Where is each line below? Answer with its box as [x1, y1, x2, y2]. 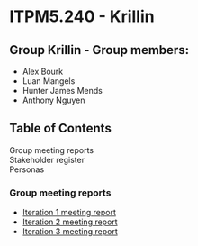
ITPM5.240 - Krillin [9, 6, 155, 27]
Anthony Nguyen [22, 95, 85, 105]
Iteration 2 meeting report [22, 216, 119, 227]
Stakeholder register [9, 154, 85, 165]
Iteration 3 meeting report [22, 226, 119, 237]
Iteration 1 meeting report [22, 207, 117, 218]
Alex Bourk [22, 66, 64, 77]
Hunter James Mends [22, 86, 103, 96]
